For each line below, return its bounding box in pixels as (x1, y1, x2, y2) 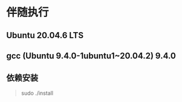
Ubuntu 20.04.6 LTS (6, 30, 83, 40)
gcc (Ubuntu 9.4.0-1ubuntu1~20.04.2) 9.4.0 (6, 50, 177, 61)
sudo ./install (21, 89, 53, 97)
